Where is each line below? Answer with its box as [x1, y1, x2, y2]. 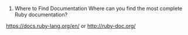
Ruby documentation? [14, 11, 68, 18]
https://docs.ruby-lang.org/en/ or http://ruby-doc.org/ [6, 23, 136, 29]
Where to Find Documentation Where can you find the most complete [14, 5, 183, 12]
